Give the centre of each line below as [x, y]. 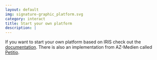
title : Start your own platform [39, 23]
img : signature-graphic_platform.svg [44, 14]
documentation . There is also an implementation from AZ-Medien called [79, 47]
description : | [21, 28]
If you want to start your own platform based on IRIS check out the [73, 42]
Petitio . [12, 53]
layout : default [22, 10]
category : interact [25, 19]
